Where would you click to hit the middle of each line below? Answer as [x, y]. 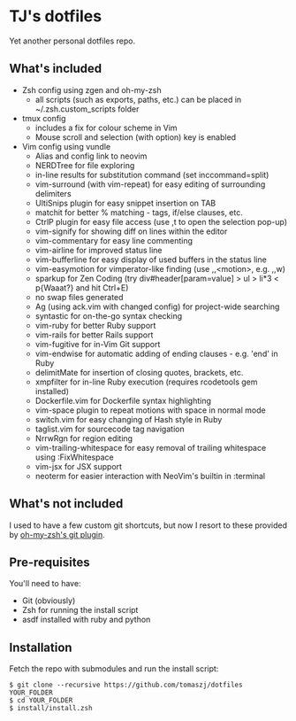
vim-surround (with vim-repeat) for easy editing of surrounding [150, 184]
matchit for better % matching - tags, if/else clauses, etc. [139, 212]
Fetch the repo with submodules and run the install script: [114, 669]
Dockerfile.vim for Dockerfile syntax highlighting [123, 400]
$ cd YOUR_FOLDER [41, 701]
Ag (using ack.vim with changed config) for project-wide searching [157, 306]
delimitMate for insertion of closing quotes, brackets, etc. [139, 372]
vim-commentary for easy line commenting [114, 240]
